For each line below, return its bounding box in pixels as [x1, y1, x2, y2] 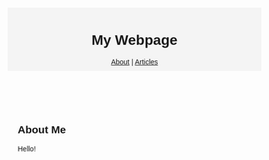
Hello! [18, 144, 36, 154]
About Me [18, 123, 66, 136]
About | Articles [110, 57, 159, 66]
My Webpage [91, 32, 178, 49]
